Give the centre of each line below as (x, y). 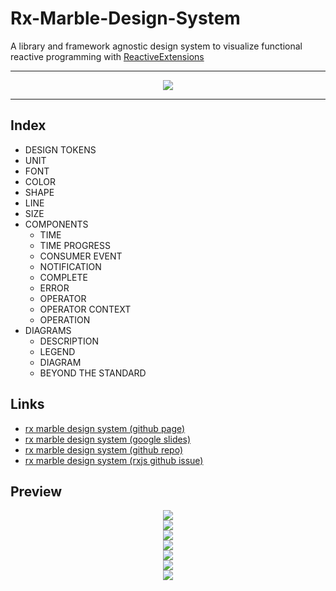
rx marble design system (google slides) (108, 439)
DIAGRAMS (48, 330)
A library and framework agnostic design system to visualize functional (156, 46)
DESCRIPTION (69, 341)
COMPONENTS (56, 224)
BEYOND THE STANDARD (93, 373)
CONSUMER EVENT (81, 256)
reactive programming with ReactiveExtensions (107, 56)
